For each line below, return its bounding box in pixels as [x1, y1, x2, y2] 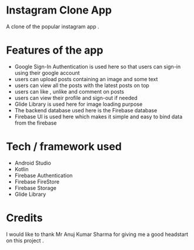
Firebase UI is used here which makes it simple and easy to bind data [14, 113, 183, 120]
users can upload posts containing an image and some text [14, 75, 158, 82]
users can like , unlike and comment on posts [14, 88, 125, 95]
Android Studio [14, 159, 51, 166]
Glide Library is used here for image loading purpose [14, 101, 143, 108]
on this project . [6, 236, 44, 244]
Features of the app [6, 44, 103, 57]
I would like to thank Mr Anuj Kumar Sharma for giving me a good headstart [6, 231, 189, 238]
